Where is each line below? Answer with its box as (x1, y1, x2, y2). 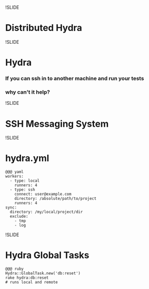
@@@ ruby (5, 267, 24, 272)
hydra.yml (5, 153, 49, 164)
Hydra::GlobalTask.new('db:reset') (5, 271, 81, 276)
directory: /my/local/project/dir (10, 210, 83, 215)
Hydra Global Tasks (5, 249, 90, 261)
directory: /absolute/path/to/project (14, 196, 97, 201)
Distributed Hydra (5, 22, 82, 34)
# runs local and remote (5, 280, 58, 285)
